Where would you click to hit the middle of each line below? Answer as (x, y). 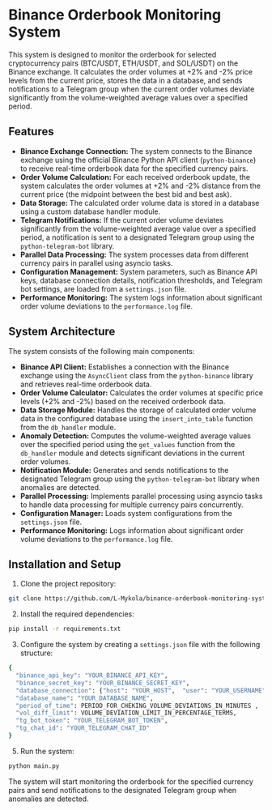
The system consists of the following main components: (102, 351)
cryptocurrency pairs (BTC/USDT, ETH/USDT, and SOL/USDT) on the (123, 63)
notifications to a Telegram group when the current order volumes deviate (132, 89)
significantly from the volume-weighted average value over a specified (138, 228)
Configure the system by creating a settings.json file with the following (140, 645)
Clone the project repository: (68, 584)
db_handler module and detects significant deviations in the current (132, 453)
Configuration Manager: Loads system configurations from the (126, 513)
